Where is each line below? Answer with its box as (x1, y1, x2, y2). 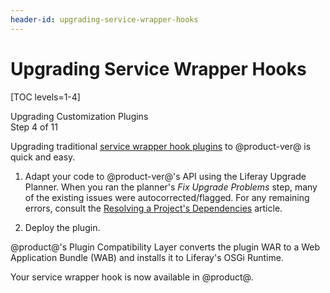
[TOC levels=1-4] (10, 91, 81, 103)
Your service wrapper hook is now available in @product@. (10, 271, 254, 283)
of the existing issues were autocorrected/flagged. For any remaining (24, 191, 310, 203)
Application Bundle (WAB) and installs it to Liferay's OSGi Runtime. (10, 251, 284, 263)
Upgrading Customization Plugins (10, 110, 149, 122)
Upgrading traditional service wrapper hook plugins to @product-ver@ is (10, 140, 312, 152)
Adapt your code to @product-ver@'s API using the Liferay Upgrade (24, 170, 307, 182)
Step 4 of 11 (10, 121, 58, 133)
